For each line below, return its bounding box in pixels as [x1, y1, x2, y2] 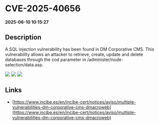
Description [5, 33, 41, 42]
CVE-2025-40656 [5, 3, 81, 14]
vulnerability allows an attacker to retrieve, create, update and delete [5, 51, 143, 57]
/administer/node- [87, 57, 123, 62]
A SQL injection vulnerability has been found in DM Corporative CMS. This [5, 46, 155, 52]
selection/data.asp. [5, 62, 44, 67]
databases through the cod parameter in [5, 57, 86, 62]
